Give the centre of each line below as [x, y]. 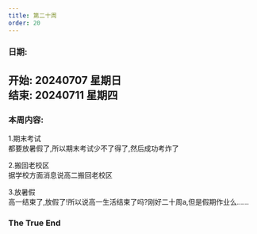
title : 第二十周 [33, 15]
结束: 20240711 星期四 [63, 95]
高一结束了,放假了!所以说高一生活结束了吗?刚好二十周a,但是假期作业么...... [129, 202]
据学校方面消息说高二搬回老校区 [60, 175]
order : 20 [25, 23]
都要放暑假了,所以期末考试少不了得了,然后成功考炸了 [94, 148]
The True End [35, 223]
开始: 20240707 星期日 [65, 80]
